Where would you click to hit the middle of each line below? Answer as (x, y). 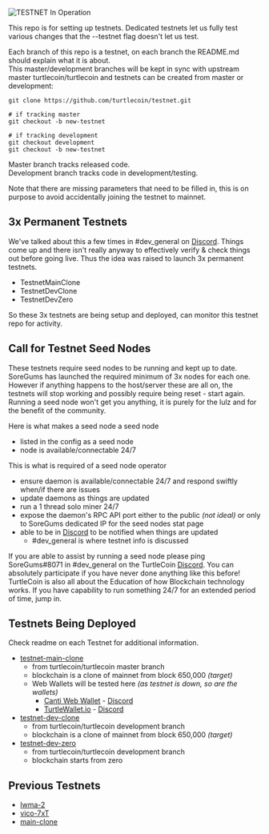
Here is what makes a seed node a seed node (84, 426)
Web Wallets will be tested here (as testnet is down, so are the (134, 684)
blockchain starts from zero (77, 760)
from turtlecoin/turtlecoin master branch (98, 667)
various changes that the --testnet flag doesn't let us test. (104, 36)
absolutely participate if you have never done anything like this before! (124, 573)
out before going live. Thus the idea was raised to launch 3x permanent (126, 258)
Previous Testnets (54, 786)
